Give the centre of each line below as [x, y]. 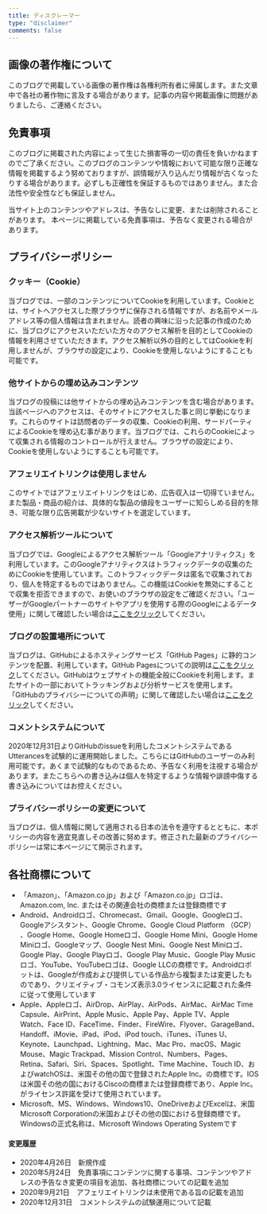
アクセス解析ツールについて [61, 535]
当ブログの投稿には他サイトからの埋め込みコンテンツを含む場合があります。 [133, 401]
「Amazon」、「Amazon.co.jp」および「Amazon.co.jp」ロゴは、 [124, 895]
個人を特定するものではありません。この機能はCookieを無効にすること [138, 584]
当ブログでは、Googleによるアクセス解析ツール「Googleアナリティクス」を [132, 554]
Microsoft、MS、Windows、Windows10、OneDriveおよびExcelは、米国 [137, 1104]
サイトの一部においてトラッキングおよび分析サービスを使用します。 [126, 685]
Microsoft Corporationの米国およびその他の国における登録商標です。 [132, 1114]
